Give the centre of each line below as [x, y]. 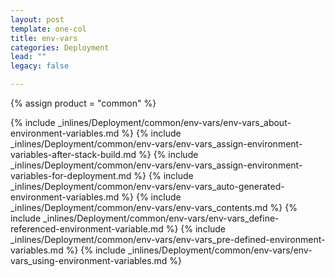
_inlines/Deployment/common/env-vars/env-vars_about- [174, 122]
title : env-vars [44, 38]
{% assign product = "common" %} [83, 103]
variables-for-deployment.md [71, 175]
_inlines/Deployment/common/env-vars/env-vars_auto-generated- [147, 186]
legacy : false [40, 66]
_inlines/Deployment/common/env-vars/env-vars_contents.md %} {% [154, 207]
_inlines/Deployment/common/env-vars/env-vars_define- [161, 218]
